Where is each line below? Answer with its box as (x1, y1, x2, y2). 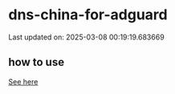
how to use (8, 55, 65, 69)
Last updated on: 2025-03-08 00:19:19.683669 (8, 32, 165, 42)
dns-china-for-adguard (8, 6, 168, 24)
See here (8, 76, 39, 86)
